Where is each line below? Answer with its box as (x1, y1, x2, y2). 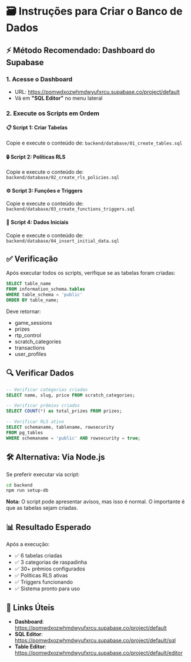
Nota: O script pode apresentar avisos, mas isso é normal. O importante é (6, 498, 185, 505)
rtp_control (14, 331, 41, 338)
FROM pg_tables (6, 429, 43, 435)
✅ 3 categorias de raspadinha (14, 559, 87, 566)
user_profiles (14, 350, 47, 357)
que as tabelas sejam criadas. (6, 505, 78, 512)
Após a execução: (6, 541, 50, 548)
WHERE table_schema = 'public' (6, 292, 83, 298)
